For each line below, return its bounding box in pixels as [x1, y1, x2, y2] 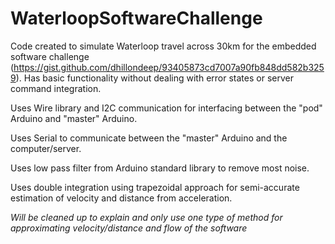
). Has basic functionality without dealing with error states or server [15, 72, 294, 84]
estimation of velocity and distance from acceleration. [10, 192, 233, 204]
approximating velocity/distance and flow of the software [10, 222, 248, 234]
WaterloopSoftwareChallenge [10, 7, 263, 30]
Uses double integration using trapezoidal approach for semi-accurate [10, 181, 300, 193]
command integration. [10, 82, 102, 94]
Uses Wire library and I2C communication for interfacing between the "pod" [10, 102, 323, 114]
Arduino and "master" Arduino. [10, 112, 138, 124]
